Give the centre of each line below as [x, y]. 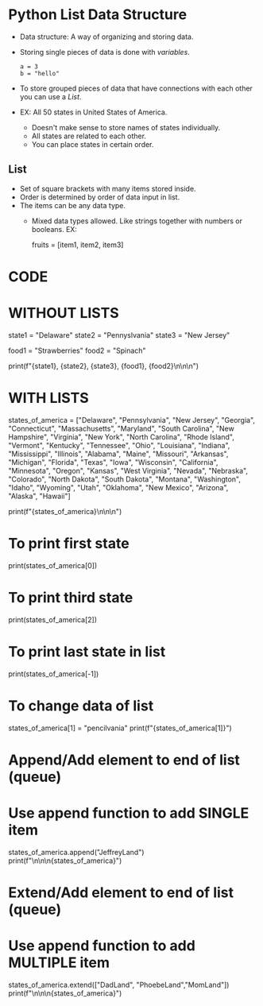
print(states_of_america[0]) [53, 565]
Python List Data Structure [98, 15]
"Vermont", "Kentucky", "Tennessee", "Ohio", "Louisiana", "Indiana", [119, 445]
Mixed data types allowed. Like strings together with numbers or [137, 221]
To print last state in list [87, 651]
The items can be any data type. [72, 205]
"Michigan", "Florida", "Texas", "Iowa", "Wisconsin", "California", [113, 462]
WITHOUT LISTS [64, 313]
